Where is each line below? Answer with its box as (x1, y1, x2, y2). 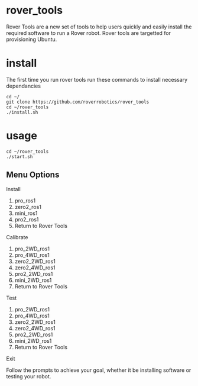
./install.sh (6, 109, 38, 115)
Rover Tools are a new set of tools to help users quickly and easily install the (6, 23, 192, 30)
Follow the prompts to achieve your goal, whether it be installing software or (6, 366, 191, 374)
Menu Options (6, 170, 60, 180)
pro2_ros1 (14, 215, 39, 223)
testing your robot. (6, 372, 51, 379)
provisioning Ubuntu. (6, 36, 57, 43)
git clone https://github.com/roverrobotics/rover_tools (6, 99, 150, 105)
